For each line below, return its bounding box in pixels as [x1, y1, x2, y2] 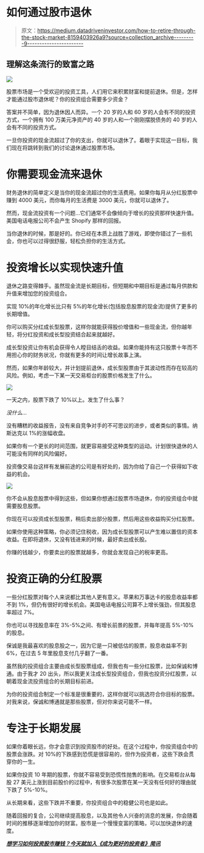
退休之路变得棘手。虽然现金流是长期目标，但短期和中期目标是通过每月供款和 [6, 282, 198, 289]
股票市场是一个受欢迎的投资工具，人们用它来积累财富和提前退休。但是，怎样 [6, 87, 198, 95]
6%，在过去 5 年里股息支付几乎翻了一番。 [6, 649, 112, 656]
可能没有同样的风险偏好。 [6, 450, 70, 457]
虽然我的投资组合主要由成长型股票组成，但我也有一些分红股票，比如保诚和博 [6, 662, 198, 670]
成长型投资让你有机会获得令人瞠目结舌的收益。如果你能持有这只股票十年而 [6, 344, 192, 351]
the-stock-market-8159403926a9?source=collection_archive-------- [21, 33, 194, 41]
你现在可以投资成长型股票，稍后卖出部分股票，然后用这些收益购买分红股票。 [6, 515, 198, 522]
